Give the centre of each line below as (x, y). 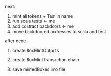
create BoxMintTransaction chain (46, 60)
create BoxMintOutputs (36, 50)
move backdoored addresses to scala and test (59, 31)
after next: (15, 41)
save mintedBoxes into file (39, 69)
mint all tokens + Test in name (42, 16)
